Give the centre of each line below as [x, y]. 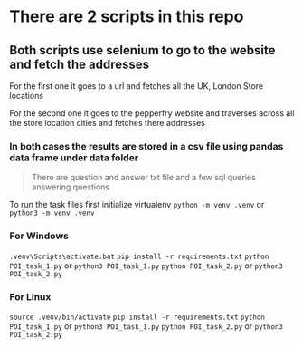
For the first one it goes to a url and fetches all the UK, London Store [137, 86]
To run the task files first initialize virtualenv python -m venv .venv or [137, 205]
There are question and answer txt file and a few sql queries [143, 178]
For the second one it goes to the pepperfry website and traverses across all [152, 113]
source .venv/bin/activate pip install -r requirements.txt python [137, 317]
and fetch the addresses [80, 64]
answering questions [71, 187]
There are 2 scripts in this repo [127, 17]
